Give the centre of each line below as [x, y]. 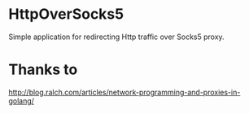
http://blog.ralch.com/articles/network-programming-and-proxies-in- [124, 92]
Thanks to [43, 70]
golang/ [22, 101]
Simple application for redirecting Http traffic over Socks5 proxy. [117, 37]
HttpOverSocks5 [66, 14]
